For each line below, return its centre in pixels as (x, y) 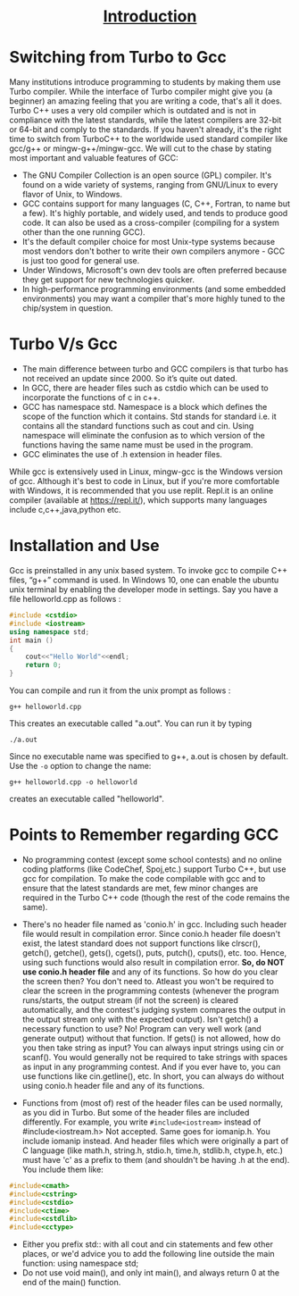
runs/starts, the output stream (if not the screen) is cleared (130, 1000)
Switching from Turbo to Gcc (118, 58)
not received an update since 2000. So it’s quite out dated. (130, 379)
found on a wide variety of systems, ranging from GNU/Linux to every (150, 185)
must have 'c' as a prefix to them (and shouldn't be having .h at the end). (156, 1159)
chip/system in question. (67, 308)
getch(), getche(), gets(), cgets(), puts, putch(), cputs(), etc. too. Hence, (154, 952)
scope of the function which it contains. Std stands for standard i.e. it (149, 416)
